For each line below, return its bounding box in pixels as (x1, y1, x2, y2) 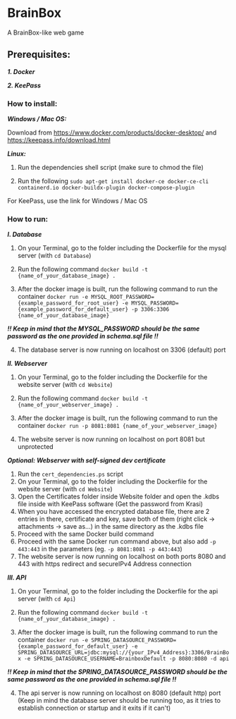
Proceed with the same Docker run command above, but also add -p (17, 537, 216, 546)
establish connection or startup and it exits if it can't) (17, 703, 171, 713)
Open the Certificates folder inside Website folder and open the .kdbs (17, 492, 220, 501)
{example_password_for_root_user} (17, 300, 119, 307)
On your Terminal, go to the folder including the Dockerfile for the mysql (17, 244, 227, 252)
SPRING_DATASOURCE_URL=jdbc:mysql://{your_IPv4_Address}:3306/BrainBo (17, 649, 230, 656)
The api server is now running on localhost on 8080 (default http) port (17, 689, 221, 697)
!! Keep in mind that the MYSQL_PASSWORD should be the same (7, 324, 200, 333)
